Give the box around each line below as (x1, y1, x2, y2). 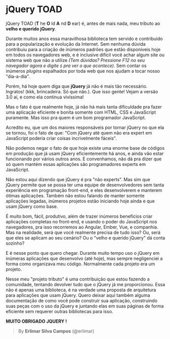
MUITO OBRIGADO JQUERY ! (6, 318, 67, 324)
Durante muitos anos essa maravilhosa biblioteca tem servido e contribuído (6, 36, 163, 42)
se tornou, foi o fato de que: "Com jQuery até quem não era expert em (6, 129, 152, 135)
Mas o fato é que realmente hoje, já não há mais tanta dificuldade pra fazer (6, 104, 162, 110)
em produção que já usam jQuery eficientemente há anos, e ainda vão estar (6, 150, 164, 156)
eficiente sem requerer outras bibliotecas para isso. (6, 308, 113, 314)
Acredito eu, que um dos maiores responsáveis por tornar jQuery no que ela (6, 124, 164, 130)
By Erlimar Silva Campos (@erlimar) (18, 328, 95, 334)
